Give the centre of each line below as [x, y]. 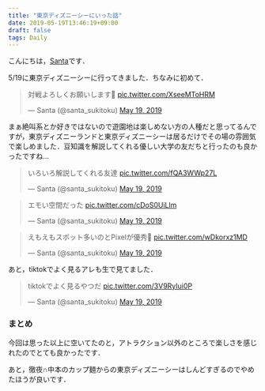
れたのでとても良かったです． [57, 352]
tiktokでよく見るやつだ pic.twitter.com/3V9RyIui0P [110, 286]
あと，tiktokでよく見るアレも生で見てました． [83, 269]
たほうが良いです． [40, 379]
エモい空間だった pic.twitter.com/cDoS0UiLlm [102, 205]
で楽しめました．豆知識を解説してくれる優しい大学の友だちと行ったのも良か [133, 146]
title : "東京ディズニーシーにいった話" [65, 15]
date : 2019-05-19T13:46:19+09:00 [63, 23]
